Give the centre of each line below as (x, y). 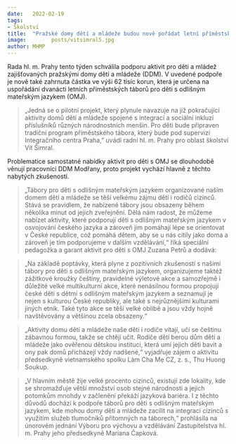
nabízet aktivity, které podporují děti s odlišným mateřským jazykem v (125, 220)
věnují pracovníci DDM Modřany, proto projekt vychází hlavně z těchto (109, 169)
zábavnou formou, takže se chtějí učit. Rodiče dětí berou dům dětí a (123, 337)
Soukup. (37, 367)
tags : (15, 20)
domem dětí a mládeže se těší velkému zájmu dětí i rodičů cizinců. (120, 197)
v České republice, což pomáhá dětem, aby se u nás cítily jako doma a (126, 235)
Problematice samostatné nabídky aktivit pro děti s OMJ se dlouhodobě (111, 161)
